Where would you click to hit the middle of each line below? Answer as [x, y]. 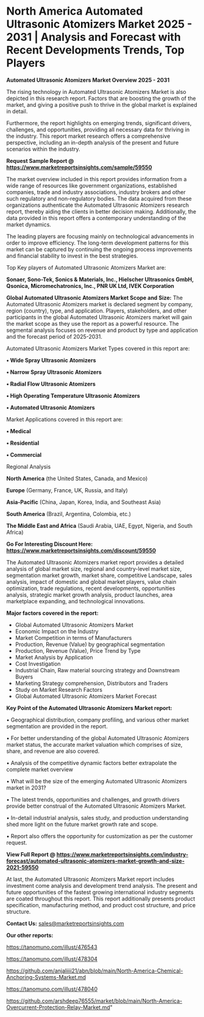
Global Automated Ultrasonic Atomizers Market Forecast [86, 696]
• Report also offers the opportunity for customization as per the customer [100, 836]
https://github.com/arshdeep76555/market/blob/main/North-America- [94, 1001]
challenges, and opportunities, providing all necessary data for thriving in [98, 129]
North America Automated [75, 11]
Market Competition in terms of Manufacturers [73, 638]
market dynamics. [29, 225]
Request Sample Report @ [40, 160]
